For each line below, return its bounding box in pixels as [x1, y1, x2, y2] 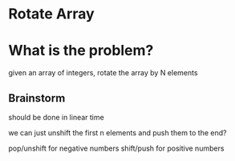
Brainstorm [8, 91, 66, 105]
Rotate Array [8, 5, 95, 23]
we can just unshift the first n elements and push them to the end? [8, 127, 227, 137]
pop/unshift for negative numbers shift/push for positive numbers [8, 143, 225, 153]
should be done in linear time [8, 112, 104, 122]
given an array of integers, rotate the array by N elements [8, 68, 198, 78]
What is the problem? [8, 42, 154, 60]
